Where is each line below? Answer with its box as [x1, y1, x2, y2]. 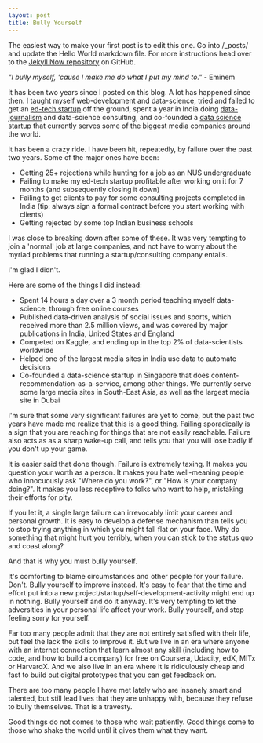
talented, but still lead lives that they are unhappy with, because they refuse [8, 694, 253, 703]
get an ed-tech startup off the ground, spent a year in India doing [8, 104, 219, 114]
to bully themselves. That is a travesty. [8, 701, 133, 711]
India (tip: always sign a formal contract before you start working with [19, 201, 245, 210]
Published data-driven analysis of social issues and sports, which [19, 311, 232, 322]
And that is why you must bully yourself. [8, 556, 137, 566]
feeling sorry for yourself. [8, 613, 90, 622]
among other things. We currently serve [122, 378, 252, 388]
